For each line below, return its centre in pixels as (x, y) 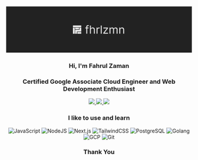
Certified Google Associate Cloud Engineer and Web (99, 81)
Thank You (99, 152)
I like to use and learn (99, 118)
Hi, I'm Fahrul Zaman (99, 66)
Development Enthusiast (99, 88)
